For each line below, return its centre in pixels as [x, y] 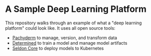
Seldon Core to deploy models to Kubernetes [58, 48]
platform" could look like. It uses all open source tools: [60, 28]
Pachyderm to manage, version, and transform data [65, 38]
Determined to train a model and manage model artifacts [70, 43]
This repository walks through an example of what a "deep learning [74, 23]
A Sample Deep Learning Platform [76, 9]
